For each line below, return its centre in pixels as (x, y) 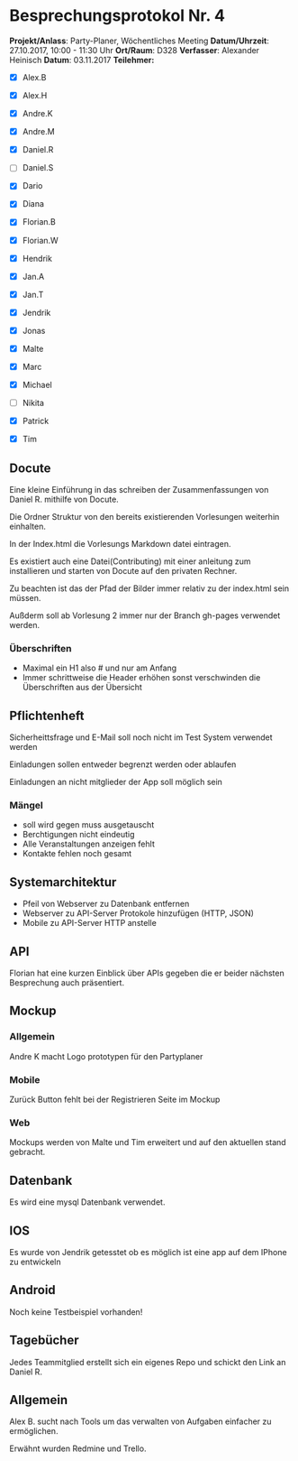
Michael (37, 385)
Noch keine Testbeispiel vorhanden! (76, 1312)
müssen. (25, 598)
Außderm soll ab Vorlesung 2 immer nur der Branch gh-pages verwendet (145, 615)
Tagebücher (44, 1341)
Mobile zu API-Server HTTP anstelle (90, 923)
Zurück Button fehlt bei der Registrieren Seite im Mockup (115, 1100)
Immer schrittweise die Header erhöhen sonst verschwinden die (141, 678)
